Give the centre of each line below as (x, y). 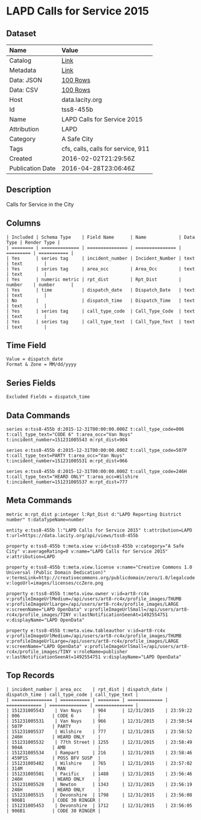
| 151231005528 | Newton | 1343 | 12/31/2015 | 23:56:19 (99, 784)
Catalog (20, 60)
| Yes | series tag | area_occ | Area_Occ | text (101, 269)
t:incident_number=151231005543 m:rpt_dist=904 (67, 440)
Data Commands (38, 415)
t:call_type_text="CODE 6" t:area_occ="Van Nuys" (70, 435)
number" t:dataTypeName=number (45, 520)
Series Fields (31, 383)
